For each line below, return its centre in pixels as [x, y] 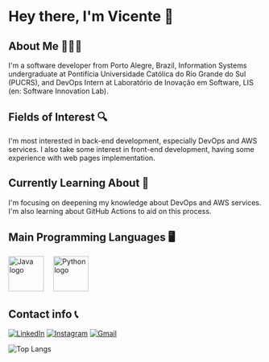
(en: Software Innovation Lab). [58, 91]
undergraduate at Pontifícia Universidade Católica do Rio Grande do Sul [127, 74]
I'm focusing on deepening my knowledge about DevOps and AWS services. [135, 202]
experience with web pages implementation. [82, 158]
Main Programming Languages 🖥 [92, 238]
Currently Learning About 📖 [79, 183]
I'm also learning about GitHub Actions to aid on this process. [110, 211]
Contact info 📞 [43, 314]
